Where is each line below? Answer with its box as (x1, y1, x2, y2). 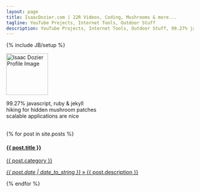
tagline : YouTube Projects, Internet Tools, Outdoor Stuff (6, 20, 156, 26)
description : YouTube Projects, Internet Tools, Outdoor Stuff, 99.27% (6, 25, 187, 32)
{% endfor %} (6, 180, 40, 187)
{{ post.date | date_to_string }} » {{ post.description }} (6, 169, 139, 176)
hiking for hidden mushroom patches (6, 106, 97, 114)
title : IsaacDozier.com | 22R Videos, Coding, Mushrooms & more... (6, 14, 177, 20)
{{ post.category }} (6, 157, 52, 164)
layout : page (6, 8, 39, 15)
